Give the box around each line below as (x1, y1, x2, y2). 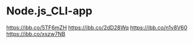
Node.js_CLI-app (6, 4, 93, 18)
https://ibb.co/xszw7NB (6, 30, 65, 37)
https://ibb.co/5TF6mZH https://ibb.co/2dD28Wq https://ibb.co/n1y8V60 (6, 24, 188, 31)
